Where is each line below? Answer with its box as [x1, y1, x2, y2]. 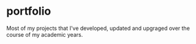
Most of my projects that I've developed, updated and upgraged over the [6, 24, 190, 32]
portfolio [6, 4, 51, 18]
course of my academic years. [6, 31, 83, 38]
